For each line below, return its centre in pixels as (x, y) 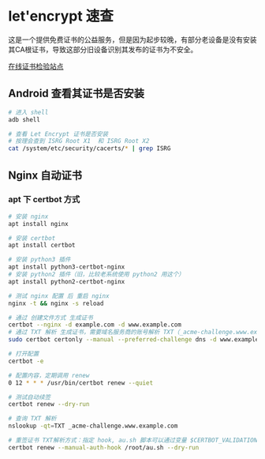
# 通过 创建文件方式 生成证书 (50, 318)
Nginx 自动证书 (45, 175)
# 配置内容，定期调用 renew (49, 375)
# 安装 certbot (32, 238)
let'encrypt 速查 (61, 16)
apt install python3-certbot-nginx (67, 267)
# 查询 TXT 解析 (32, 419)
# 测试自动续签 (30, 397)
